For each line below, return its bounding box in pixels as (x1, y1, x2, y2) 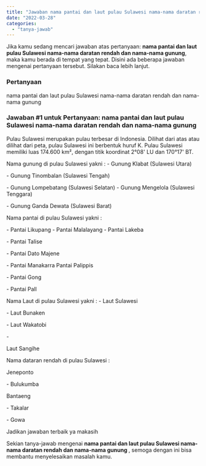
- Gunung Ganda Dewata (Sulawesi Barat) (6, 202, 112, 209)
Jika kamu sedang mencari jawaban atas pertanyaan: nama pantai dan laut (6, 43, 197, 50)
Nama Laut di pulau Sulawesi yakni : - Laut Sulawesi (6, 297, 138, 304)
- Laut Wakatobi (6, 321, 47, 328)
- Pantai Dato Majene (6, 250, 60, 257)
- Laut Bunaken (6, 309, 45, 316)
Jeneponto (6, 369, 34, 376)
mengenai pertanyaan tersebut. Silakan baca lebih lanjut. (6, 63, 150, 70)
